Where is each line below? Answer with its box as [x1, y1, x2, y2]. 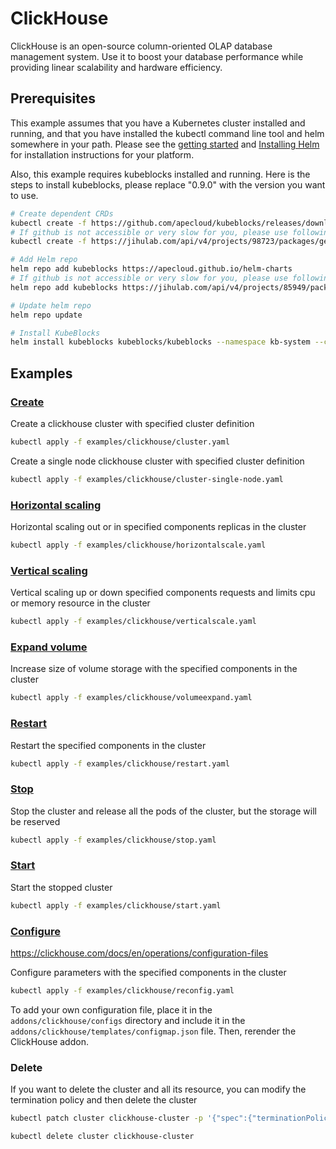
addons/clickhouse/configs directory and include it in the [10, 1014, 246, 1026]
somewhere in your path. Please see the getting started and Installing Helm [10, 138, 320, 150]
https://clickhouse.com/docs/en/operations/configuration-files [10, 947, 269, 959]
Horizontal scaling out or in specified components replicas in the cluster [10, 520, 307, 532]
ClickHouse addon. [10, 1035, 89, 1047]
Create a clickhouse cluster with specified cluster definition [10, 417, 255, 429]
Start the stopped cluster [10, 881, 113, 893]
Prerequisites [10, 90, 96, 107]
